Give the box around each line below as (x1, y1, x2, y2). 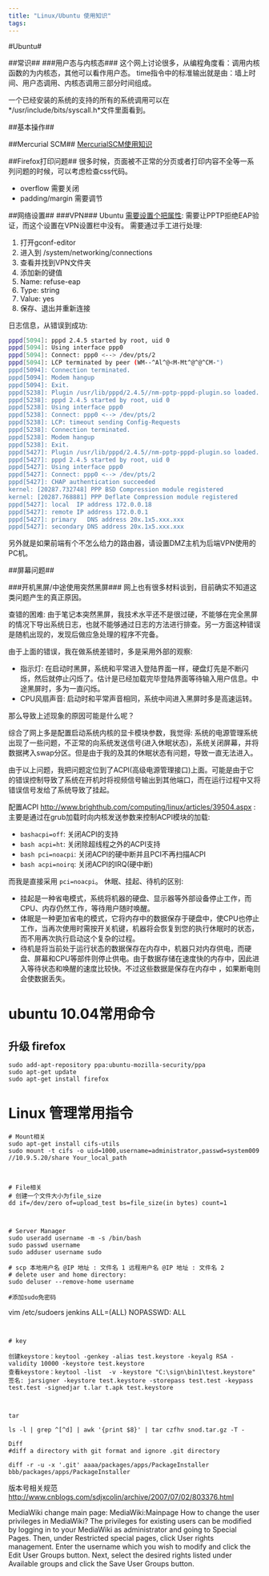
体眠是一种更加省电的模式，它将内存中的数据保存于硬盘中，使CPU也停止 (19, 914, 260, 923)
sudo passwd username (8, 1241, 81, 1249)
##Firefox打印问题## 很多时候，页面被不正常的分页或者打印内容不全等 (8, 156, 240, 165)
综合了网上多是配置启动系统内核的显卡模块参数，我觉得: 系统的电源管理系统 (8, 728, 258, 738)
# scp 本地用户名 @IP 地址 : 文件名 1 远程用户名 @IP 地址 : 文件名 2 (8, 1264, 225, 1273)
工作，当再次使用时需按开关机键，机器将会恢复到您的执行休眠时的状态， (19, 924, 259, 934)
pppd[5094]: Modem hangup (8, 373, 94, 381)
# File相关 (8, 1183, 42, 1192)
